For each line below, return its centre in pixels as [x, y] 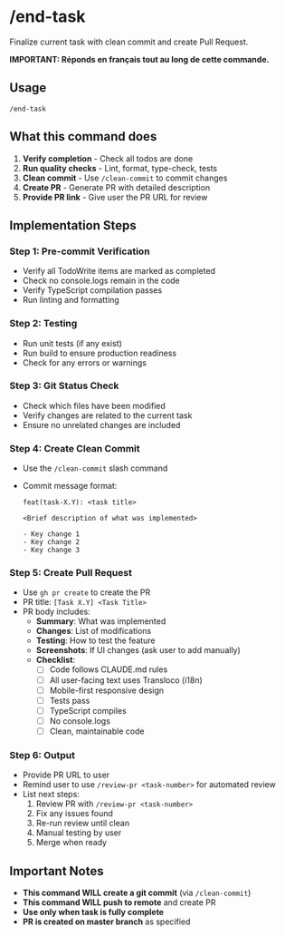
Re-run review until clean [82, 824]
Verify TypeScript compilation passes [92, 290]
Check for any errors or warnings [85, 362]
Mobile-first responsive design [107, 690]
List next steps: [51, 795]
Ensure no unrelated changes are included [101, 424]
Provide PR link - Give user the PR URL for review [115, 197]
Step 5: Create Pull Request [71, 573]
